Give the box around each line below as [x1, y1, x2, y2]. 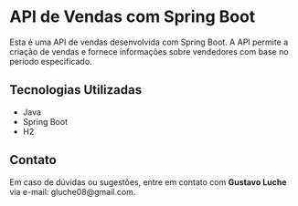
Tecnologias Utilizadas [9, 82, 143, 98]
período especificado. [9, 56, 93, 67]
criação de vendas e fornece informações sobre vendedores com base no [9, 46, 290, 57]
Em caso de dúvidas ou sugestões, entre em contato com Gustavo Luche [9, 176, 287, 188]
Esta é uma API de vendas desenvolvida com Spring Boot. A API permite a [9, 36, 289, 47]
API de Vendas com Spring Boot [9, 6, 256, 27]
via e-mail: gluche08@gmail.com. [9, 186, 136, 197]
